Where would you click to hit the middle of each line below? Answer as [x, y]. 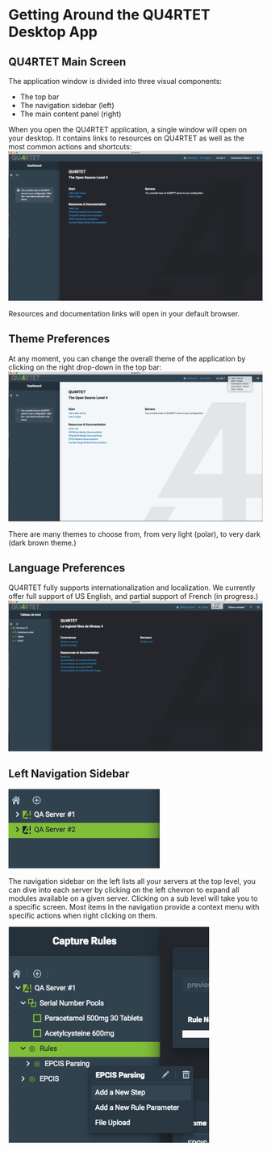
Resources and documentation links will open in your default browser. [124, 313]
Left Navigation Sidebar [69, 774]
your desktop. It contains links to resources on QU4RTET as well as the [126, 138]
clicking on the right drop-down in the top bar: [85, 367]
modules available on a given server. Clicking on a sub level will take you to [133, 898]
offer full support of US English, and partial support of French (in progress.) [133, 596]
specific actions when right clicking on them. [83, 915]
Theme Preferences [59, 339]
